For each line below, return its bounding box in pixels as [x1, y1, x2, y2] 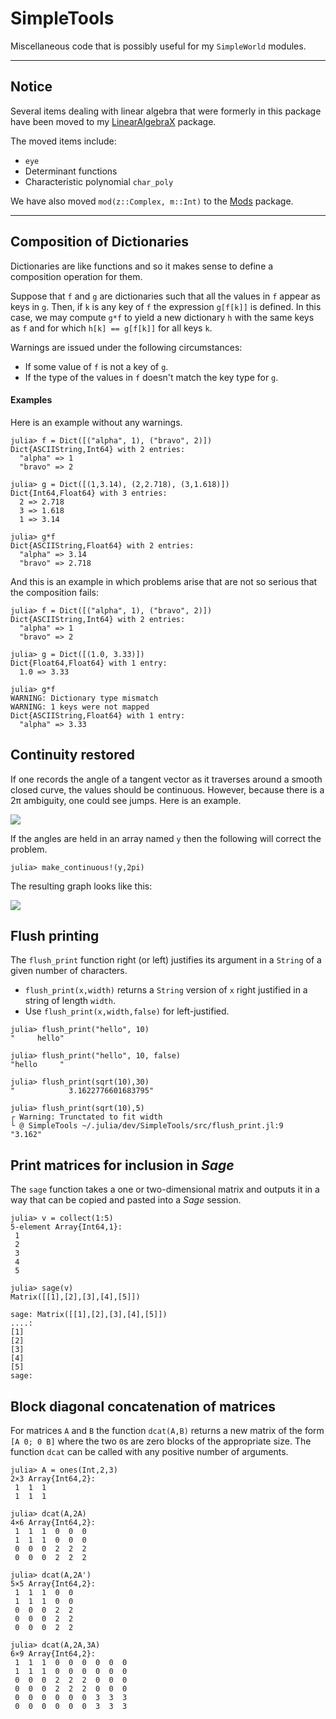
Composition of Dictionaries [10, 233, 190, 251]
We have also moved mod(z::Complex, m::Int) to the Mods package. [10, 195, 294, 207]
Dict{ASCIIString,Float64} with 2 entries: [10, 540, 195, 551]
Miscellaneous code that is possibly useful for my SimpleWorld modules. [10, 40, 307, 52]
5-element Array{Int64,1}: [10, 1222, 123, 1232]
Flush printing [10, 927, 100, 944]
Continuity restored [10, 747, 135, 764]
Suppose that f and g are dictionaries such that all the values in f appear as [10, 290, 321, 302]
